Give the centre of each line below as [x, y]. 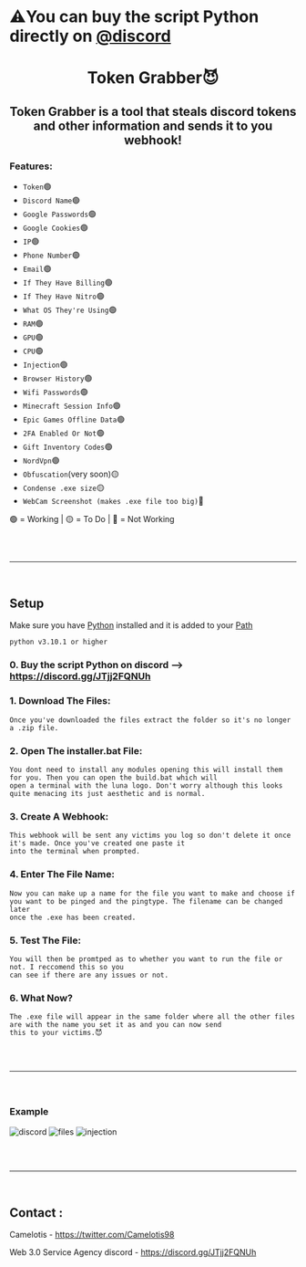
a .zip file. [34, 728]
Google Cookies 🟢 [56, 228]
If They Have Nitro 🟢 [63, 296]
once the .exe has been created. [73, 917]
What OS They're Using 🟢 [70, 310]
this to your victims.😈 [56, 1033]
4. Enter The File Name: [62, 874]
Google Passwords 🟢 [60, 214]
